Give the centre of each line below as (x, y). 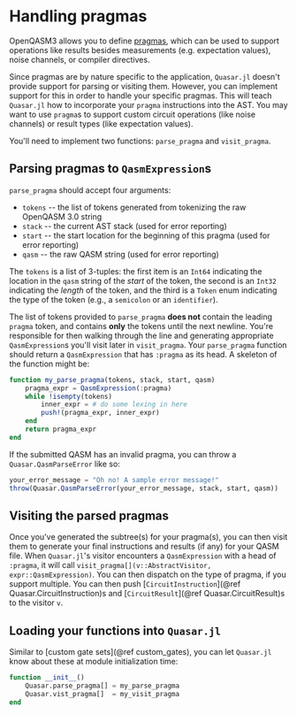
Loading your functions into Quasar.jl (115, 630)
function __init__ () (47, 678)
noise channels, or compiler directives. (80, 59)
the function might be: (49, 364)
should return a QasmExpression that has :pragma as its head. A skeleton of (143, 354)
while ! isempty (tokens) (69, 396)
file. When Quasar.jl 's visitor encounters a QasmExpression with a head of (143, 556)
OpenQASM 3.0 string (62, 216)
